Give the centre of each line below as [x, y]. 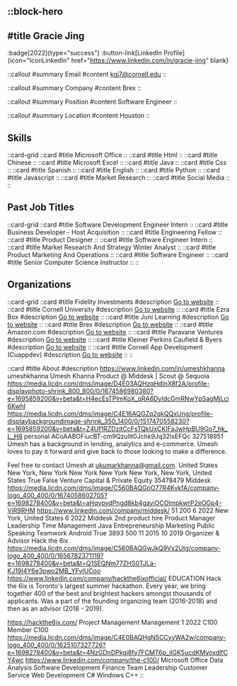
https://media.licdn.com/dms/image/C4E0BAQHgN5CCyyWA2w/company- [117, 637]
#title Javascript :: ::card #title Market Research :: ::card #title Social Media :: [118, 178]
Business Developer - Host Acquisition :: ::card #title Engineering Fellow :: [115, 232]
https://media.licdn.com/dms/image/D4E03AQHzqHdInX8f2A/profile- [109, 383]
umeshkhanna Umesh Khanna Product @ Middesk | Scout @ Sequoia [109, 376]
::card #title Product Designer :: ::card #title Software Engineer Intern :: [110, 239]
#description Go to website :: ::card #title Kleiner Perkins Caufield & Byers [115, 339]
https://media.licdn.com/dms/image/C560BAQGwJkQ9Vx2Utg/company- [114, 548]
